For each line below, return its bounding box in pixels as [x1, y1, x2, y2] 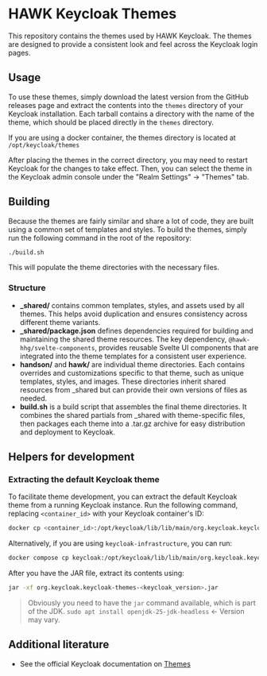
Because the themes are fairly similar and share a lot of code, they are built [8, 216, 254, 226]
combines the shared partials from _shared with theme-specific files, [19, 410, 246, 419]
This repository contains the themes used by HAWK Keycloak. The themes [8, 31, 252, 41]
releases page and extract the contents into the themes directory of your [8, 100, 244, 110]
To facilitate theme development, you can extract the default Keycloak [8, 492, 238, 501]
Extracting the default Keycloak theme [8, 474, 161, 485]
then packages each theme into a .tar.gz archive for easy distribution [19, 419, 246, 428]
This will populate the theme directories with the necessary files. [8, 263, 220, 272]
